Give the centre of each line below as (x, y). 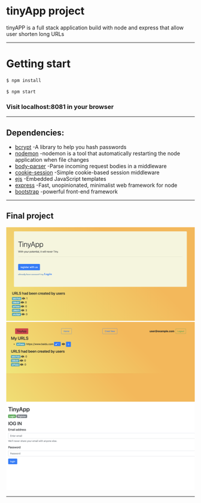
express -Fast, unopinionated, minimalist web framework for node (96, 185)
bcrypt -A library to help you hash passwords (71, 147)
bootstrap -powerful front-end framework (66, 191)
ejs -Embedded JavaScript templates (60, 178)
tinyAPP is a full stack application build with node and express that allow (95, 28)
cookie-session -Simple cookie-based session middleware (87, 172)
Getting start (38, 64)
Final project (30, 216)
